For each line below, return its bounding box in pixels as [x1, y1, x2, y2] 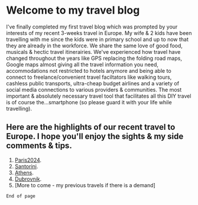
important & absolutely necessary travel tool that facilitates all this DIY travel [6, 92, 191, 100]
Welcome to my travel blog [6, 4, 140, 17]
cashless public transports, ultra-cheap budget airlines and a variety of [6, 79, 179, 87]
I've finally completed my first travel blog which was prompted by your [6, 23, 178, 30]
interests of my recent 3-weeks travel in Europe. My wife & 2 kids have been [6, 29, 192, 36]
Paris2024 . [14, 156, 42, 164]
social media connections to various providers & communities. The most [6, 86, 182, 93]
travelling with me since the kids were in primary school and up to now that [6, 36, 189, 43]
